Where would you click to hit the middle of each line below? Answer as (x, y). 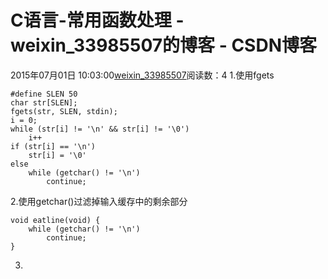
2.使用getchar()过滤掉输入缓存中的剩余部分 (99, 201)
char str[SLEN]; (44, 102)
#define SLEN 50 (44, 94)
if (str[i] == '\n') (53, 146)
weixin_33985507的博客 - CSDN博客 (163, 45)
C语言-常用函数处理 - (97, 20)
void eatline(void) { (55, 220)
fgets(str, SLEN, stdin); (64, 111)
